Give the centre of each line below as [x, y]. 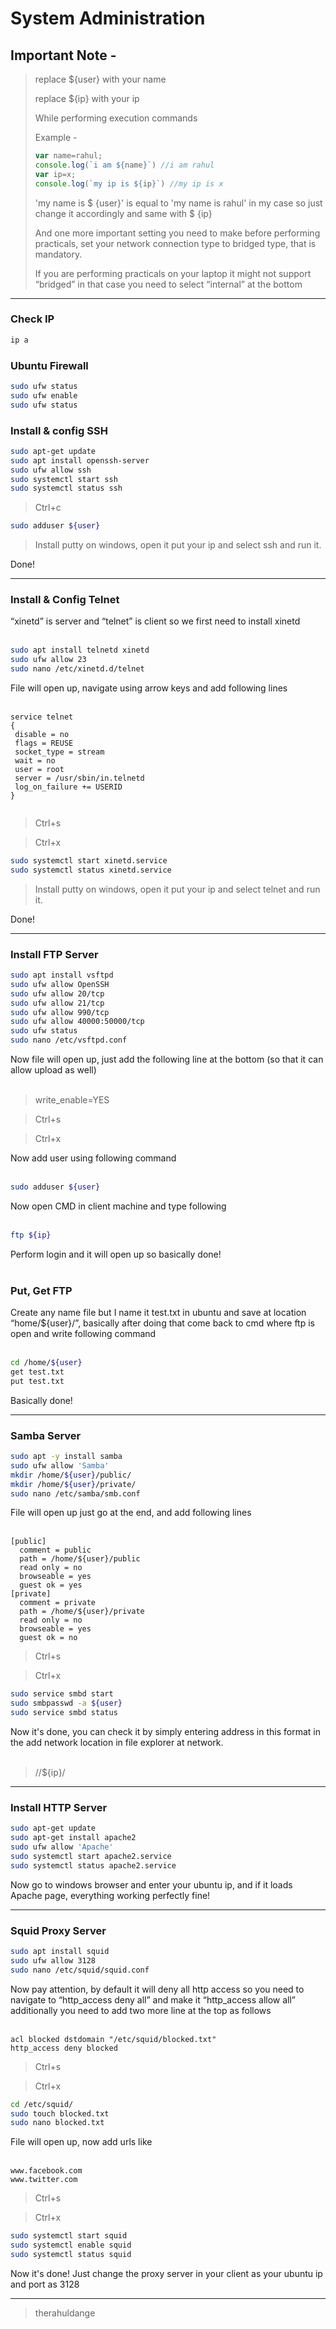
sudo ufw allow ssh [51, 470]
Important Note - [63, 55]
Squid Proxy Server [58, 1930]
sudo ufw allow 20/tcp [57, 993]
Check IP [32, 319]
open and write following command [83, 1334]
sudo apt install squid [60, 1952]
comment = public [55, 1550]
